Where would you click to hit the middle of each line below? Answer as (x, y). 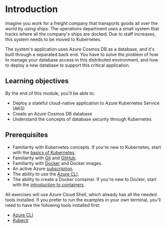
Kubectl (20, 220)
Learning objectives (37, 81)
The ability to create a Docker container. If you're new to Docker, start (85, 179)
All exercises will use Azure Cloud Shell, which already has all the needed (81, 194)
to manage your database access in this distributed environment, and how (82, 60)
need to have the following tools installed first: (53, 205)
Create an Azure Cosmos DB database (52, 113)
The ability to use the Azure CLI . (46, 174)
